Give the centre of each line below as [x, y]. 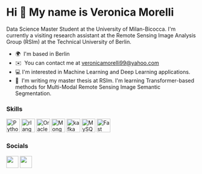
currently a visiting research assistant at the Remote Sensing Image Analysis [101, 35]
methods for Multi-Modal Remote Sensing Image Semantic [88, 87]
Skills [14, 109]
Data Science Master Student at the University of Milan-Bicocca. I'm [91, 29]
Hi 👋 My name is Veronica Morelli [90, 12]
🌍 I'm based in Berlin [43, 54]
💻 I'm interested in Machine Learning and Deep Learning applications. [103, 72]
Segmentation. [33, 93]
